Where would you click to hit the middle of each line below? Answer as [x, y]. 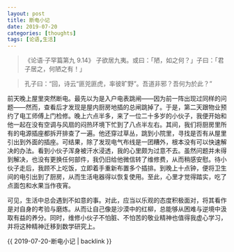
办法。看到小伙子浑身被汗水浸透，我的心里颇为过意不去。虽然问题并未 [120, 151]
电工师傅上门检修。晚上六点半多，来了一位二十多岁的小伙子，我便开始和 [123, 116]
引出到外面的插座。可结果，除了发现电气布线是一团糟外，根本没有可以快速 [114, 142]
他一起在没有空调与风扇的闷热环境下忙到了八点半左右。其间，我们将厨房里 [114, 125]
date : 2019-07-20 [32, 26]
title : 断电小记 [29, 20]
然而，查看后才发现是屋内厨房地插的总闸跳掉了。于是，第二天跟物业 [123, 107]
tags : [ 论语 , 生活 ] [32, 40]
